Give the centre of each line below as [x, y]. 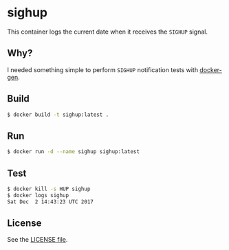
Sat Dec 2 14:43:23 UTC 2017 [51, 202]
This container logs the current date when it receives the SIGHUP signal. [108, 32]
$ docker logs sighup [38, 195]
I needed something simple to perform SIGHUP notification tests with [102, 69]
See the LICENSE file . [37, 240]
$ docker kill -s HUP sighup [49, 189]
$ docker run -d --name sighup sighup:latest [73, 152]
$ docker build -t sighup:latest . [58, 115]
